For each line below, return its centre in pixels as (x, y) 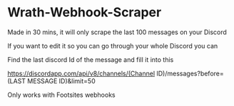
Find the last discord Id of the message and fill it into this (91, 59)
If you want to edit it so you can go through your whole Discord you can (113, 46)
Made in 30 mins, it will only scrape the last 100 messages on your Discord (117, 32)
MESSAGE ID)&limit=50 (61, 81)
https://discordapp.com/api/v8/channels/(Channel (81, 73)
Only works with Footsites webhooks (61, 95)
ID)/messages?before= (190, 73)
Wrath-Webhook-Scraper (85, 12)
